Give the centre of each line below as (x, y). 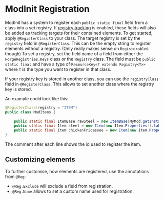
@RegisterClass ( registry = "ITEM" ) (41, 108)
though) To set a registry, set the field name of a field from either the (74, 54)
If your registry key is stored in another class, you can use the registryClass (82, 79)
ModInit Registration (47, 9)
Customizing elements (40, 160)
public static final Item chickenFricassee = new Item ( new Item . (82, 131)
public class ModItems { (30, 112)
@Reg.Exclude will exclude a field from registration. (62, 186)
